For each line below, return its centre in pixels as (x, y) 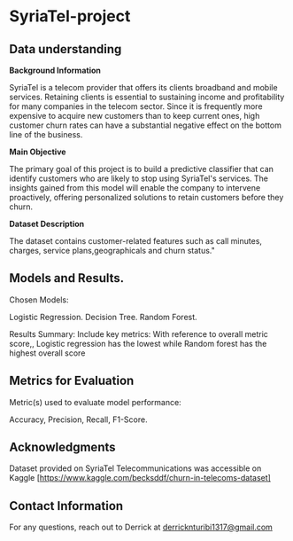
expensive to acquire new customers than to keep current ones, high (135, 116)
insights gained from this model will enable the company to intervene (135, 188)
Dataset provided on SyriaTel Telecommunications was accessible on (135, 468)
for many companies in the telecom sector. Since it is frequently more (136, 106)
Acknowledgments (63, 447)
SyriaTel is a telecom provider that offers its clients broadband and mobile (143, 87)
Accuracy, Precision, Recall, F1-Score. (78, 419)
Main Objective (38, 152)
